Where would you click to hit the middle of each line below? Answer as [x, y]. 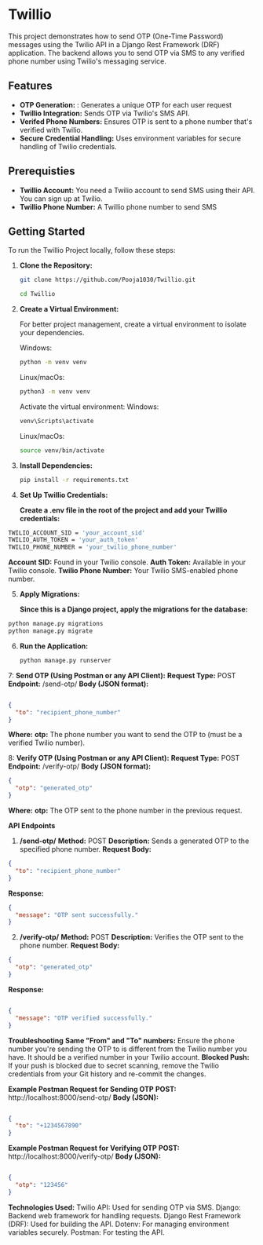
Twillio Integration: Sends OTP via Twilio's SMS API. [104, 113]
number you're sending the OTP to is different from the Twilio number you [128, 1049]
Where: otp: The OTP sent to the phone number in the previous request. [125, 811]
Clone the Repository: [56, 265]
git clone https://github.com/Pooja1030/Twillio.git [108, 280]
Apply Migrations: [49, 594]
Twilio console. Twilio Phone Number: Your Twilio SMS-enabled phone [123, 571]
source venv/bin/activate [62, 450]
